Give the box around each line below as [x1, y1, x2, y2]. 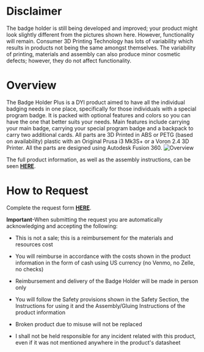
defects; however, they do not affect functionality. [6, 57, 132, 64]
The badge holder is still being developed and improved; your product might [6, 24, 198, 32]
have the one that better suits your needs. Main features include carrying [6, 118, 191, 125]
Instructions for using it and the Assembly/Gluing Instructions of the [15, 302, 186, 309]
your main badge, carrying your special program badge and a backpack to [6, 124, 194, 132]
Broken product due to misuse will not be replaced [15, 320, 142, 328]
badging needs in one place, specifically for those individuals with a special [6, 105, 197, 112]
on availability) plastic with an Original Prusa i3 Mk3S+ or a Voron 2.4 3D [6, 137, 189, 145]
